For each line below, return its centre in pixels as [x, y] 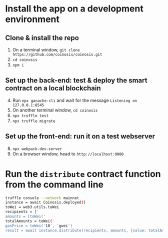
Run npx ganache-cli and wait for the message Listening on [75, 100]
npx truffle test [30, 115]
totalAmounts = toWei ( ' [30, 221]
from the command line [54, 184]
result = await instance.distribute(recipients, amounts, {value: [76, 230]
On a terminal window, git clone [46, 50]
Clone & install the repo [42, 38]
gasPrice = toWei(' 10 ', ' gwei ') [39, 225]
